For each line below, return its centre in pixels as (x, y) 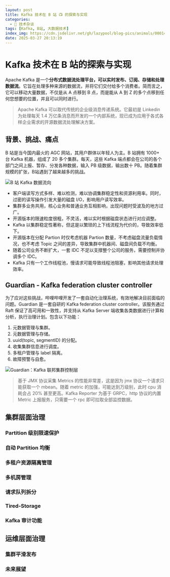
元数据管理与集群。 (33, 328)
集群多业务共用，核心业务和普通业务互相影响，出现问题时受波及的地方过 (88, 206)
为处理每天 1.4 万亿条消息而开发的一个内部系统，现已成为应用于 (84, 116)
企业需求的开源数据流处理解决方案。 (60, 122)
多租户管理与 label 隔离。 (39, 353)
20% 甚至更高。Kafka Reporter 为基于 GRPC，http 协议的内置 (97, 393)
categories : (18, 19)
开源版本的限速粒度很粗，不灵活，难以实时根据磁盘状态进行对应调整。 (86, 218)
